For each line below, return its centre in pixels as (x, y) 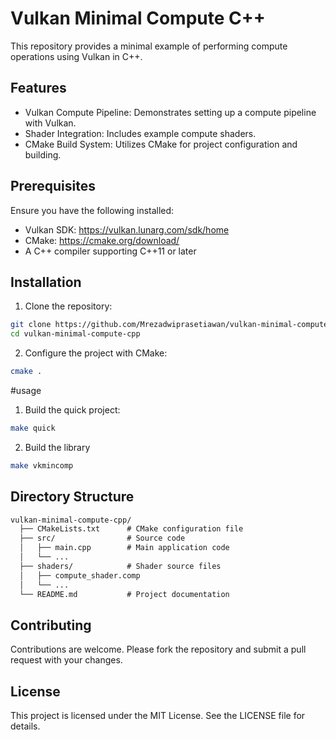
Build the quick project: (72, 410)
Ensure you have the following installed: (92, 210)
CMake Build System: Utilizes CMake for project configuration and (161, 144)
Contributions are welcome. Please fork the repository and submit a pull (158, 649)
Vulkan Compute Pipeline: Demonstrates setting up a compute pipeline (170, 112)
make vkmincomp (42, 465)
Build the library (57, 447)
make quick (33, 428)
